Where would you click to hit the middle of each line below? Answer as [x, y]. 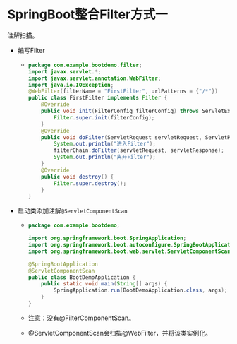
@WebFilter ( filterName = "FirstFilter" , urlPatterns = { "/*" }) [123, 91]
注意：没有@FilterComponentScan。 [81, 318]
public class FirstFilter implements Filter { [98, 98]
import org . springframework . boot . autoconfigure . [101, 245]
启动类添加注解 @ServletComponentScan [73, 211]
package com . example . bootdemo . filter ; [85, 65]
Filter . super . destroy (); [90, 183]
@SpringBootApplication [63, 264]
